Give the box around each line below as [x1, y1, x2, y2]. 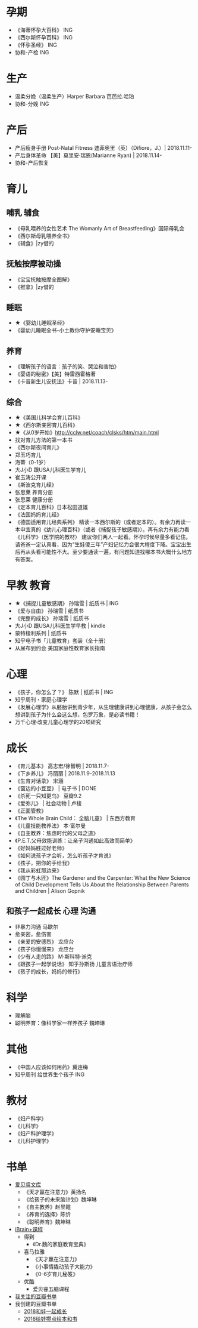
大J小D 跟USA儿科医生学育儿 [14, 466, 86, 473]
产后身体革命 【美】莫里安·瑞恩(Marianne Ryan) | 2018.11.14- [14, 152, 162, 159]
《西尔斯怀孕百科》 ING [14, 33, 73, 41]
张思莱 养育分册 [14, 489, 54, 496]
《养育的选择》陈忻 [23, 1211, 71, 1218]
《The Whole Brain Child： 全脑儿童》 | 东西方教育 [14, 814, 136, 821]
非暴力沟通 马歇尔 [14, 923, 58, 930]
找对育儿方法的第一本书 [14, 436, 73, 443]
